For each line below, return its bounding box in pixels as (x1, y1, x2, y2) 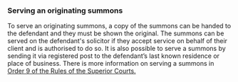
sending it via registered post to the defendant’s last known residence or (7, 52, 219, 60)
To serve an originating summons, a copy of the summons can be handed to (7, 22, 232, 30)
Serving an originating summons (7, 6, 123, 16)
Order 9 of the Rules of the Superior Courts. (7, 66, 137, 76)
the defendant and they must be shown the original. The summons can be (7, 29, 224, 37)
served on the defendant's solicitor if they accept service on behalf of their (7, 37, 228, 45)
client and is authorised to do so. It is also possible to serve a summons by (7, 45, 226, 53)
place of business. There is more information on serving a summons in (7, 59, 214, 68)
